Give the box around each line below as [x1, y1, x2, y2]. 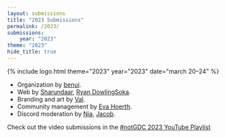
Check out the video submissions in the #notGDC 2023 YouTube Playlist [7, 123, 211, 131]
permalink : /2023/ [7, 23, 60, 30]
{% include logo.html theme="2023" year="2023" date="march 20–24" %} [7, 67, 220, 76]
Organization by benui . [16, 80, 81, 89]
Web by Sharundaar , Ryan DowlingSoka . [16, 87, 131, 96]
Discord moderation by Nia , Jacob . [16, 109, 116, 117]
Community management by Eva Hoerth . [16, 102, 132, 111]
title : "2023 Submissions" [7, 16, 84, 23]
